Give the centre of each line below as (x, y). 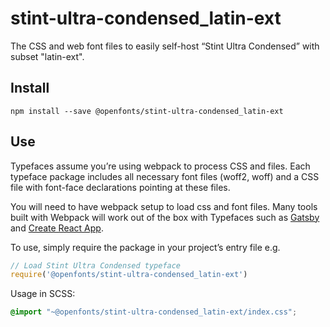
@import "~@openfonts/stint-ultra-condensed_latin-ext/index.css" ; (154, 312)
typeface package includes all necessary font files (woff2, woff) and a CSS (165, 176)
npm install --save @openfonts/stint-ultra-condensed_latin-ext (147, 111)
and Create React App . (57, 228)
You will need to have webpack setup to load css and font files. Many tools (164, 206)
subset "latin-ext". (47, 56)
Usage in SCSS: (43, 294)
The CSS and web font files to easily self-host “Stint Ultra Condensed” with (165, 46)
